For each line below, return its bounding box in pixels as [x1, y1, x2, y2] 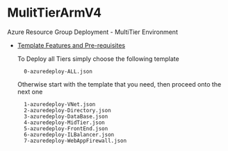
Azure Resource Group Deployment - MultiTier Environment [7, 28, 179, 36]
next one [17, 87, 43, 96]
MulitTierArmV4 [7, 5, 102, 21]
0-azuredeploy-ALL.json [24, 68, 92, 75]
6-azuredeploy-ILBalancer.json [24, 131, 115, 138]
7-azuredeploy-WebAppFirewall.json [24, 137, 127, 144]
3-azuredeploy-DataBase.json [24, 113, 108, 120]
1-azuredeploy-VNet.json [24, 100, 96, 108]
